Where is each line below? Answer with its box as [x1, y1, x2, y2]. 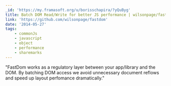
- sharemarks [14, 50, 42, 55]
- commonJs [14, 31, 38, 36]
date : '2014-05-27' [5, 21, 47, 27]
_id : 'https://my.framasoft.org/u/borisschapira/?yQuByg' [5, 7, 131, 13]
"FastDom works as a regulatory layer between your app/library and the [5, 64, 156, 70]
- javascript [14, 36, 42, 41]
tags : [5, 26, 17, 32]
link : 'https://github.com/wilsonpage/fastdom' [5, 17, 108, 22]
